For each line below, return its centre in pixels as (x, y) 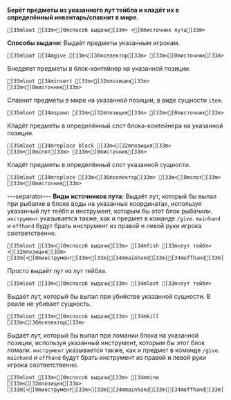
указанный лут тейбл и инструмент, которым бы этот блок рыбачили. (110, 211)
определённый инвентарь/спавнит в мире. (73, 17)
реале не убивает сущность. (49, 304)
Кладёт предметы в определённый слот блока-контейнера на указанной (115, 125)
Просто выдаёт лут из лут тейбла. (57, 271)
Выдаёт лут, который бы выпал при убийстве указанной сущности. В (109, 296)
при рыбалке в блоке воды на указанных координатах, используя (104, 203)
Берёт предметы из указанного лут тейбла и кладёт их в (93, 10)
